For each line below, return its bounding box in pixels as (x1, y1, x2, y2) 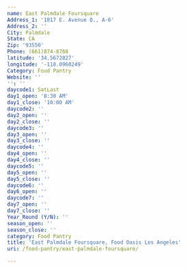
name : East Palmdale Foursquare (7, 10, 99, 17)
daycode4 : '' (7, 144, 44, 151)
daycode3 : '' (7, 125, 44, 131)
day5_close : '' (7, 175, 51, 182)
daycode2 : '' (7, 105, 44, 112)
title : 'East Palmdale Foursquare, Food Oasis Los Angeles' (7, 239, 182, 246)
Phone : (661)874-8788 (7, 49, 69, 55)
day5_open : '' (7, 169, 48, 176)
